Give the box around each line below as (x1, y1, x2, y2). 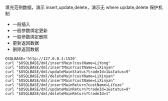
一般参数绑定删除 (12, 34, 48, 39)
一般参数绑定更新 (12, 27, 48, 33)
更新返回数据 (12, 40, 39, 46)
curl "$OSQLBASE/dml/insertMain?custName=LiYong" (5, 60, 111, 65)
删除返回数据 (12, 46, 39, 52)
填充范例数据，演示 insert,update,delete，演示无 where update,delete (5, 4, 148, 10)
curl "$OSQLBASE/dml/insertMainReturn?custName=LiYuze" (5, 82, 124, 87)
